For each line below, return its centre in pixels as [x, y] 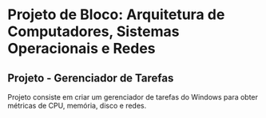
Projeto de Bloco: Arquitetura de [116, 15]
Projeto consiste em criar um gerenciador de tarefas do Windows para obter [133, 97]
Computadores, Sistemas [93, 31]
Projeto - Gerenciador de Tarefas [91, 78]
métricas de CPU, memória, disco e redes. [77, 106]
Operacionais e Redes [82, 49]
